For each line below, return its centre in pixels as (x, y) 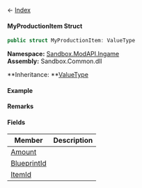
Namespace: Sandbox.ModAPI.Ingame (63, 54)
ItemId (21, 175)
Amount (24, 152)
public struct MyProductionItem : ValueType (71, 41)
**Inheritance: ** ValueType (48, 75)
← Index (19, 10)
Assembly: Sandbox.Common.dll (55, 61)
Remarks (21, 106)
